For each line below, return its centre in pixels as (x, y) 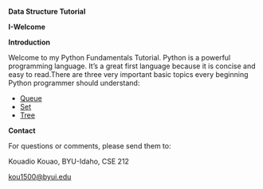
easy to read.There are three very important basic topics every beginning (128, 74)
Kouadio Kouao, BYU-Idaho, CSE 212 (69, 161)
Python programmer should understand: (74, 83)
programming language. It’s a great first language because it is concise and (132, 66)
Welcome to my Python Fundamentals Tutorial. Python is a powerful (120, 58)
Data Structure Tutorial (47, 12)
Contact (22, 131)
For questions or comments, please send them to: (90, 146)
